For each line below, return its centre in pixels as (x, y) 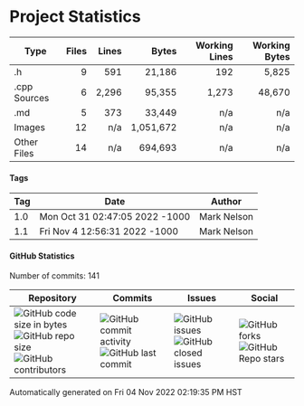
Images (29, 127)
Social (264, 298)
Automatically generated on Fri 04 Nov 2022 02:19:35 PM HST (126, 392)
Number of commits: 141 (54, 276)
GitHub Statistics (42, 256)
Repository (52, 298)
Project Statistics (76, 17)
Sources (32, 98)
